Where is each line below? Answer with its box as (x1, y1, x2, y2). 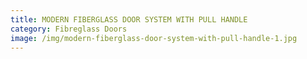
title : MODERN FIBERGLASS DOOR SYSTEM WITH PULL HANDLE (10, 14, 248, 25)
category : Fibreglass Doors (10, 24, 128, 34)
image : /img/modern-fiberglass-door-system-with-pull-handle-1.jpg (10, 33, 298, 43)
